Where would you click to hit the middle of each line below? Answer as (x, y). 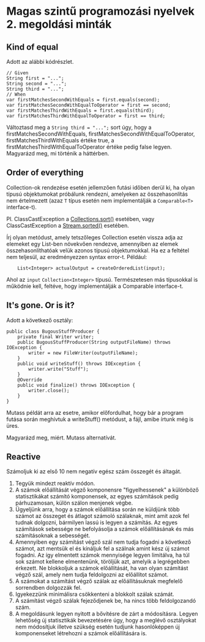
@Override (30, 380)
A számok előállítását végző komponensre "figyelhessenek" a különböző (107, 490)
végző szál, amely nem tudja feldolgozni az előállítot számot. (92, 574)
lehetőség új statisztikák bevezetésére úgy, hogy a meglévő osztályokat (106, 621)
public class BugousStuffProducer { (53, 331)
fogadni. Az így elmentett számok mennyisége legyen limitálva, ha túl (102, 555)
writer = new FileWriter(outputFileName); (83, 353)
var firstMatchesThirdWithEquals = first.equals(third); (80, 110)
